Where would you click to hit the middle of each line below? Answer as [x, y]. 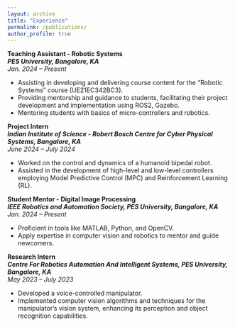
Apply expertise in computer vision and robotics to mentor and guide [118, 235]
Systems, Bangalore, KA [44, 142]
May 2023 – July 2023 [40, 279]
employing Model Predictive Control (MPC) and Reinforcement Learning [123, 178]
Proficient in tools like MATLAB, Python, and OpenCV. [96, 228]
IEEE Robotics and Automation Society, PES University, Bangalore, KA [113, 207]
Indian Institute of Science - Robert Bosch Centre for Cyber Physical [110, 134]
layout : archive [31, 14]
